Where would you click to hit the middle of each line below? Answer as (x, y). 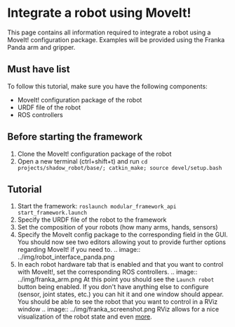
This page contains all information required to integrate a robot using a (109, 32)
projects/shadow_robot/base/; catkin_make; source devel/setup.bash (120, 168)
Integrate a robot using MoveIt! (99, 13)
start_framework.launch (52, 213)
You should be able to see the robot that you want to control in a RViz (117, 302)
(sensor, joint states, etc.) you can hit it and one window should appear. (121, 294)
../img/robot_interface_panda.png (66, 257)
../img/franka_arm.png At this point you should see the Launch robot (116, 279)
